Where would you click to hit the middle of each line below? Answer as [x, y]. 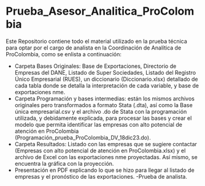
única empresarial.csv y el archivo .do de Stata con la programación [101, 111]
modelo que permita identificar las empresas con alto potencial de [98, 124]
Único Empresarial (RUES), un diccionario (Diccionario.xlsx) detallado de [106, 79]
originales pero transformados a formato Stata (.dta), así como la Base [103, 105]
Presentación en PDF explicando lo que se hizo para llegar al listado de [104, 170]
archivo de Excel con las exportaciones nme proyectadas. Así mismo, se [106, 157]
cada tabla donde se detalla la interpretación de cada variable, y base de [106, 85]
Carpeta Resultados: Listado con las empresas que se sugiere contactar [106, 144]
